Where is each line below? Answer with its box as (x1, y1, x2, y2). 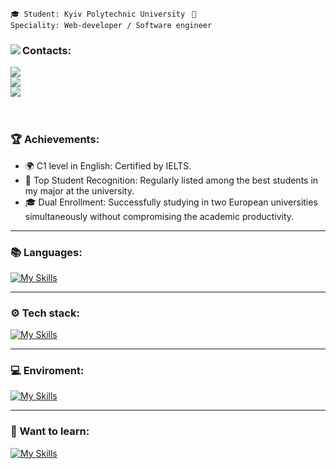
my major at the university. (24, 184, 135, 197)
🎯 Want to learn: (10, 424, 90, 438)
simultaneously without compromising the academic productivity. (24, 210, 295, 222)
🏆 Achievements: (10, 133, 100, 147)
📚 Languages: (10, 245, 83, 259)
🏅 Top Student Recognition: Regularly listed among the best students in (24, 174, 319, 186)
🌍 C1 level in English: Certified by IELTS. (24, 159, 192, 172)
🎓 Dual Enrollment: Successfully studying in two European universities (24, 196, 318, 208)
